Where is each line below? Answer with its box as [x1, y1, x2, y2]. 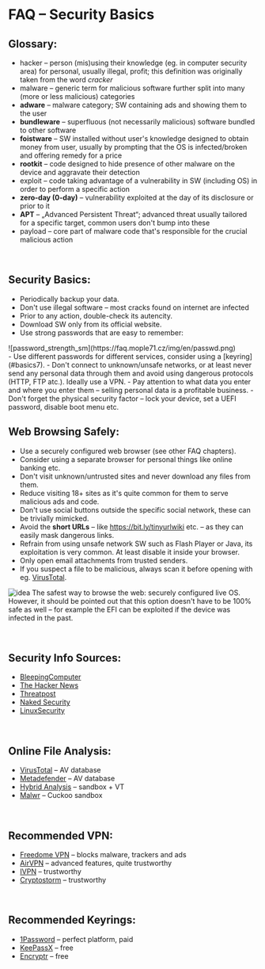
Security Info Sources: [8, 651, 121, 665]
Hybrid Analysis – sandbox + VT [19, 782, 125, 792]
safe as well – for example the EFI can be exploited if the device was [8, 605, 231, 614]
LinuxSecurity [19, 706, 66, 715]
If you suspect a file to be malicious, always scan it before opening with [19, 564, 253, 574]
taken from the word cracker [19, 75, 113, 84]
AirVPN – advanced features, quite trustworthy [19, 858, 172, 868]
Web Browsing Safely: [8, 425, 120, 439]
